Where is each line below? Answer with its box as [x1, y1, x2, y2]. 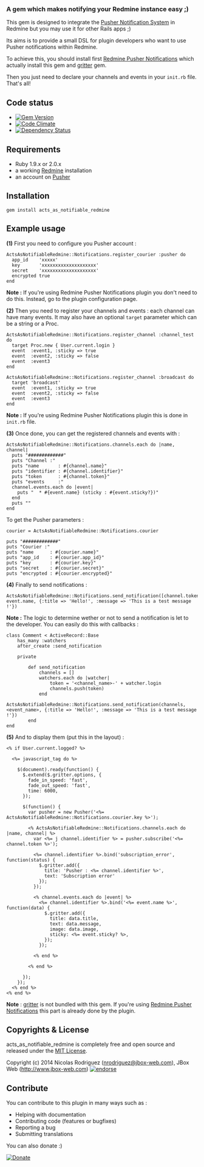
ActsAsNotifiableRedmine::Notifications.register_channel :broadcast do [6, 374, 194, 380]
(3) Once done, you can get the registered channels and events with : [6, 429, 180, 437]
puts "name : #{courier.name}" [6, 549, 99, 555]
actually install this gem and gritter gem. [6, 61, 107, 69]
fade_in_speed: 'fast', [28, 777, 88, 783]
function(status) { [6, 857, 56, 863]
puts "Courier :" [6, 544, 50, 550]
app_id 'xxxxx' [12, 257, 59, 263]
